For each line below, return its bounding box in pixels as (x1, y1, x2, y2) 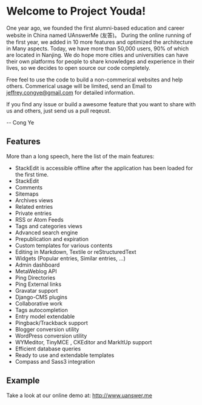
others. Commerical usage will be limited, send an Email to (6, 82, 153, 89)
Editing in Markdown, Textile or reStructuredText (15, 248, 136, 256)
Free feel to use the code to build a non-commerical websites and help (6, 76, 183, 83)
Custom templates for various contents (15, 242, 113, 249)
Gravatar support (15, 287, 58, 294)
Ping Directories (15, 274, 56, 281)
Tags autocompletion (15, 306, 68, 313)
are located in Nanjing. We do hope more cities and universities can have (6, 51, 189, 58)
